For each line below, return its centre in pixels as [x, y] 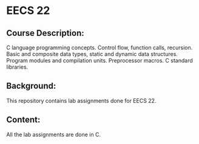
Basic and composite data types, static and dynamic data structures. [92, 54]
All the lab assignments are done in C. [54, 134]
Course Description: [45, 33]
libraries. [17, 67]
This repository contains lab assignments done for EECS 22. [81, 100]
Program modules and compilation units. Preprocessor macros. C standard [99, 60]
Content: [23, 120]
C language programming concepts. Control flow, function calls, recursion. [99, 47]
